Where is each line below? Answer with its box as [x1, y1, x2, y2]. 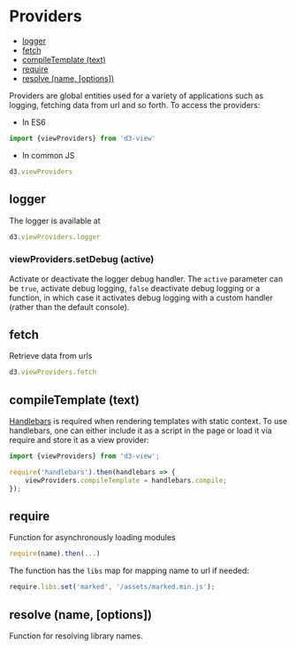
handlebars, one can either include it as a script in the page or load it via [9, 425, 272, 436]
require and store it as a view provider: [9, 435, 150, 445]
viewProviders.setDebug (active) [9, 253, 155, 266]
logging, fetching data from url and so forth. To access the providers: [9, 99, 261, 110]
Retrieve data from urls [9, 351, 93, 361]
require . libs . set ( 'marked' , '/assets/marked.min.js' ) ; [9, 583, 216, 592]
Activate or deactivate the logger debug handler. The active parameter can [9, 273, 284, 284]
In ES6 [21, 117, 46, 128]
